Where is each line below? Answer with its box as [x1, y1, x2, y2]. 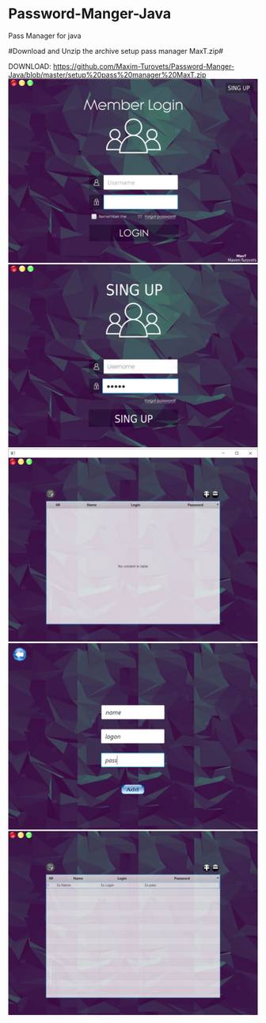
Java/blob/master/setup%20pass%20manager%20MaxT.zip [8, 70, 207, 79]
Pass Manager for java [8, 31, 82, 40]
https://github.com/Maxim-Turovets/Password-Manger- [52, 61, 235, 71]
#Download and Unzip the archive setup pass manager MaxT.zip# [8, 46, 224, 55]
